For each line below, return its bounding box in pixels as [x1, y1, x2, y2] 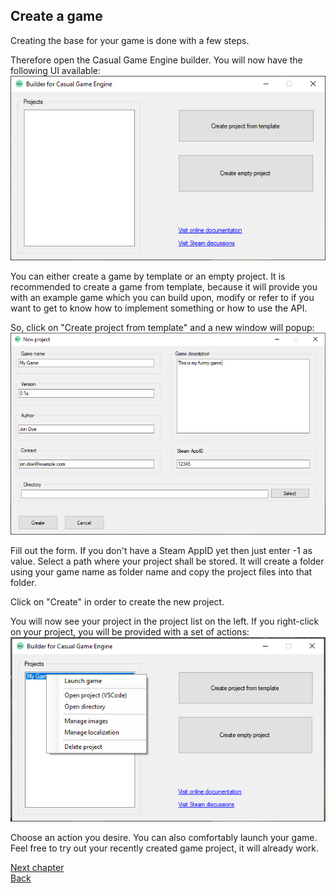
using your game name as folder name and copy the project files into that [10, 565, 313, 578]
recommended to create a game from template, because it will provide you [10, 280, 318, 293]
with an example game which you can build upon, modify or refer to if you [10, 291, 315, 303]
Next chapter [10, 861, 65, 873]
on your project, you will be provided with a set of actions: [10, 625, 250, 638]
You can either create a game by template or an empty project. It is [10, 270, 286, 282]
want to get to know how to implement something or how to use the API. [10, 302, 308, 314]
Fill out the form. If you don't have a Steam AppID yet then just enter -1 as [10, 544, 313, 556]
